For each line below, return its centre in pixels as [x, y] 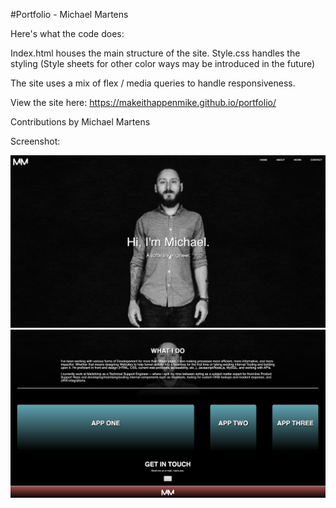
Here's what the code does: [67, 33]
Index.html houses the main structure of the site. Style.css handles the [155, 53]
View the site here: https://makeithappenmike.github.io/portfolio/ [143, 102]
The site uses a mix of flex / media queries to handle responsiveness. [153, 83]
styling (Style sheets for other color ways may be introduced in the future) [163, 63]
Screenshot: [35, 141]
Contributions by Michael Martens [80, 122]
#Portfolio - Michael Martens [69, 14]
